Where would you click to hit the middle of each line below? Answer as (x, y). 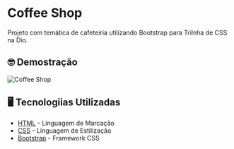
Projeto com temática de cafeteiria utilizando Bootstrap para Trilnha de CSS (117, 32)
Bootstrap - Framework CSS (59, 138)
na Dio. (18, 40)
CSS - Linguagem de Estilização (64, 130)
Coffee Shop (45, 13)
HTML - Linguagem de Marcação (66, 123)
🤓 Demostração (42, 62)
